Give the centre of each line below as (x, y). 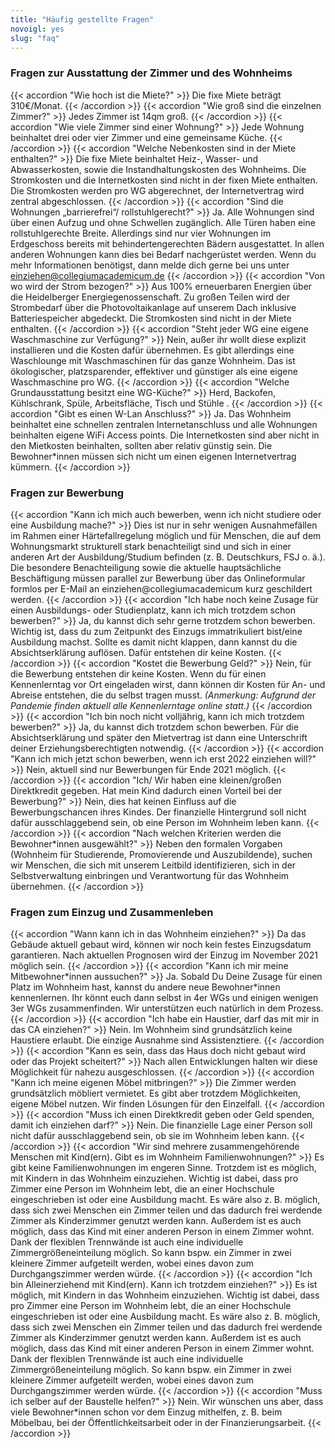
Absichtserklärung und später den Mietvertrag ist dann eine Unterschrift (159, 737)
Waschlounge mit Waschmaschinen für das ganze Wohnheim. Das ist (153, 360)
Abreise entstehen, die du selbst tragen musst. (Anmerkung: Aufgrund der (163, 695)
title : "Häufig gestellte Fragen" (82, 19)
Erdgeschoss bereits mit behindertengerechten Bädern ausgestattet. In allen (167, 243)
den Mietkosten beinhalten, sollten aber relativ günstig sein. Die (141, 445)
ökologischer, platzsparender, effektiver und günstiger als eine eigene (154, 371)
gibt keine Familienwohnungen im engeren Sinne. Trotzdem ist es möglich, (163, 1168)
